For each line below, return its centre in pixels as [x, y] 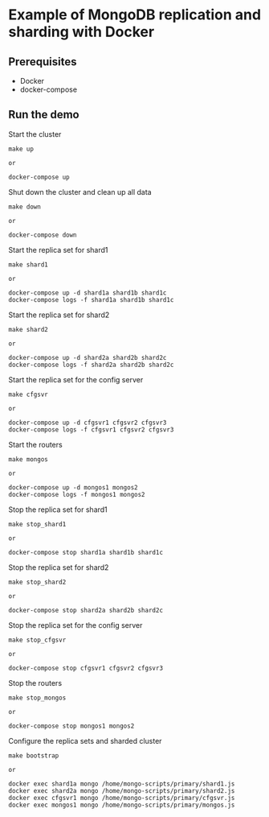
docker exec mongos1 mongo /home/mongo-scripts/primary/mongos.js [122, 805]
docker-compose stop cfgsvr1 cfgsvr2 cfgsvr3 [86, 668]
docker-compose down [43, 235]
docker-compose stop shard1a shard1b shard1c [86, 552]
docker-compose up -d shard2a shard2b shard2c [88, 357]
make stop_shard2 [37, 582]
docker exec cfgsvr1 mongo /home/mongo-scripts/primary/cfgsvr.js [122, 798]
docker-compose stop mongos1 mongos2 [71, 726]
